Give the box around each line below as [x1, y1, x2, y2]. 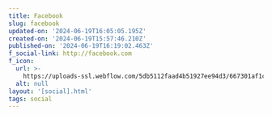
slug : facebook [8, 19, 60, 28]
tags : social [8, 95, 53, 103]
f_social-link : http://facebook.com [8, 49, 132, 57]
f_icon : [8, 57, 35, 66]
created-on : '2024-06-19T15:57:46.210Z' [8, 34, 147, 43]
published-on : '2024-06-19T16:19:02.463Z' [8, 42, 154, 50]
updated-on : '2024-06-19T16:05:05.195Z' [8, 27, 147, 35]
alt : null [15, 79, 49, 87]
